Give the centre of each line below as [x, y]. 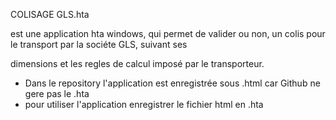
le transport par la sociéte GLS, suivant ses [99, 44]
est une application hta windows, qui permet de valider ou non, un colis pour [168, 33]
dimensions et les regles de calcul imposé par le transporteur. [137, 63]
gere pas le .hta [57, 93]
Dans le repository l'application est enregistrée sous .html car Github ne [172, 83]
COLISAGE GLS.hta [50, 14]
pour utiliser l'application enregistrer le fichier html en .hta [144, 104]
